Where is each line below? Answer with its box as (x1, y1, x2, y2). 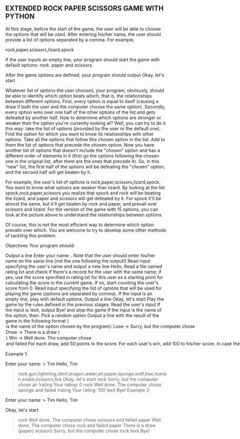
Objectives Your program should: (5, 242, 75, 248)
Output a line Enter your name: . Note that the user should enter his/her (5, 252, 155, 258)
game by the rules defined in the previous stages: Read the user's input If (5, 301, 161, 307)
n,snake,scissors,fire (17, 376, 62, 382)
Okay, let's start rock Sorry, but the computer (63, 376, 158, 382)
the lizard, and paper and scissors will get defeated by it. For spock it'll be (5, 195, 162, 202)
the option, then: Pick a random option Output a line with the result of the (5, 312, 159, 318)
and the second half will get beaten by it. (5, 169, 91, 175)
